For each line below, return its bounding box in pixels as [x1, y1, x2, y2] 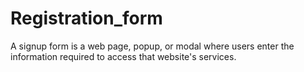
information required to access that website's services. [10, 50, 237, 62]
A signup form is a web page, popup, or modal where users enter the [10, 40, 295, 52]
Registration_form [10, 7, 163, 30]
